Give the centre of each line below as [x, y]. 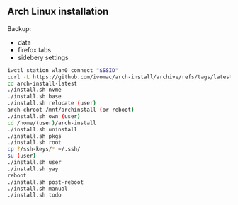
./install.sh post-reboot [45, 182]
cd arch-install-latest [42, 83]
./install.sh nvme [34, 90]
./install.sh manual [38, 189]
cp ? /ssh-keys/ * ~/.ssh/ [44, 149]
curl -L [19, 77]
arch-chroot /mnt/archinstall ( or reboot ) [71, 110]
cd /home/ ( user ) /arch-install [52, 123]
